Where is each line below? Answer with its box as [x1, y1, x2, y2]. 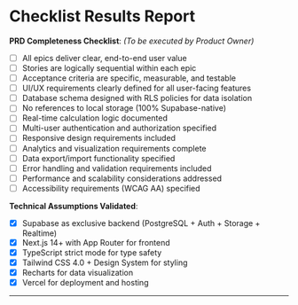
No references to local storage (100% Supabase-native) [21, 103, 227, 113]
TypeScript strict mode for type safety [21, 246, 162, 258]
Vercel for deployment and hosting [21, 278, 149, 288]
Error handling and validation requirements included [21, 162, 212, 174]
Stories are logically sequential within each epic [21, 63, 197, 73]
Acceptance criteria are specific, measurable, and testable [21, 73, 237, 83]
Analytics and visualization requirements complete [21, 143, 207, 153]
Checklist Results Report [9, 6, 196, 27]
